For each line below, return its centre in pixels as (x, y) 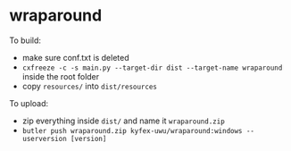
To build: (25, 40)
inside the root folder (61, 76)
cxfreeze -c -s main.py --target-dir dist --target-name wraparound (152, 68)
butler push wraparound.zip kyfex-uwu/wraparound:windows (132, 130)
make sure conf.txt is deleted (75, 57)
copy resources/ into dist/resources (90, 86)
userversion (44, 138)
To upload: (29, 103)
